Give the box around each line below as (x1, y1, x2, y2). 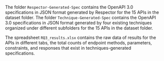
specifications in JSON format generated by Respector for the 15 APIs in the (5, 9, 159, 15)
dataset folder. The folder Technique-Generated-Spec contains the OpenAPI (5, 15, 156, 20)
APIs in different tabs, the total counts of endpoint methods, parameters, (5, 40, 152, 46)
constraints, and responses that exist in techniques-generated (5, 45, 131, 51)
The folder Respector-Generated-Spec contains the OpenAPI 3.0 (5, 4, 133, 10)
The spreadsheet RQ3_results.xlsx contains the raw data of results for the (5, 34, 156, 40)
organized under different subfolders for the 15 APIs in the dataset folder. (5, 25, 154, 31)
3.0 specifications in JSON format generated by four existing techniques (5, 20, 152, 26)
